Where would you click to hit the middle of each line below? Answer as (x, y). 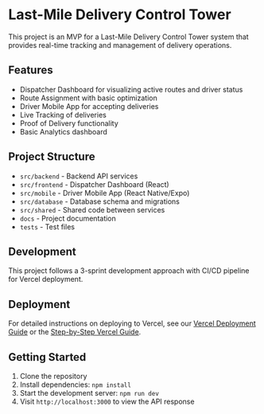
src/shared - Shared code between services (92, 209)
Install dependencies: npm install (75, 385)
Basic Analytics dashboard (63, 131)
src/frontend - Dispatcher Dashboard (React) (94, 184)
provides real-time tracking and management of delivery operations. (120, 45)
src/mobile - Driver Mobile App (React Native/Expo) (105, 193)
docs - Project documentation (68, 218)
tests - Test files (47, 227)
